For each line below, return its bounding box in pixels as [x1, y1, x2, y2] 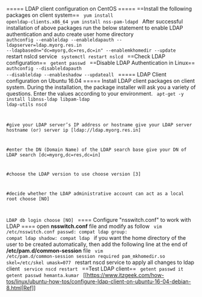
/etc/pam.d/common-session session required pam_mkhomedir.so [6, 254, 165, 260]
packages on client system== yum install [6, 11, 114, 19]
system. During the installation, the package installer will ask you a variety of [6, 84, 196, 91]
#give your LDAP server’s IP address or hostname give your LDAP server [6, 121, 192, 128]
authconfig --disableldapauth [6, 66, 82, 72]
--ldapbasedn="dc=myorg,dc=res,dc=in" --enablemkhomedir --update [6, 47, 176, 54]
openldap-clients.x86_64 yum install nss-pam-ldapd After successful [6, 18, 183, 25]
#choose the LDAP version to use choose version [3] [6, 171, 141, 177]
